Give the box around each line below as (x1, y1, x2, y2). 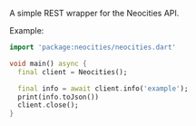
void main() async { (9, 59, 88, 68)
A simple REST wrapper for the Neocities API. (9, 8, 180, 18)
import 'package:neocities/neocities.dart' (9, 43, 177, 52)
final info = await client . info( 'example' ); (17, 83, 189, 93)
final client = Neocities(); (17, 67, 128, 76)
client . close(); (17, 101, 79, 110)
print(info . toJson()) (17, 92, 100, 102)
